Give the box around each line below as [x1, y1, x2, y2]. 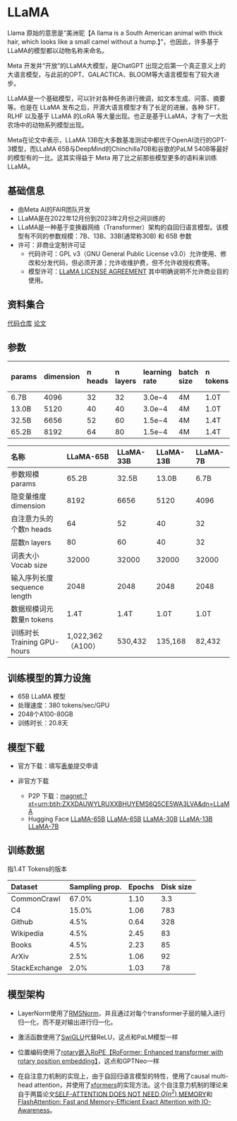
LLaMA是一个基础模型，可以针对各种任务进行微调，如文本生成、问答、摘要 [7, 93, 226, 103]
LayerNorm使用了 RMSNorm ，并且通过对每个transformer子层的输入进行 [17, 1008, 226, 1017]
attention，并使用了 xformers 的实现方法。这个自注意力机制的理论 [34, 1081, 222, 1089]
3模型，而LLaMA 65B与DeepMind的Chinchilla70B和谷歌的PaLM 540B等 [7, 144, 217, 153]
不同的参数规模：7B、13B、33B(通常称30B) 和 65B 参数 [30, 232, 192, 240]
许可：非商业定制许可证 [17, 240, 86, 249]
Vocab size [11, 560, 48, 570]
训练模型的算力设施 [7, 672, 91, 684]
